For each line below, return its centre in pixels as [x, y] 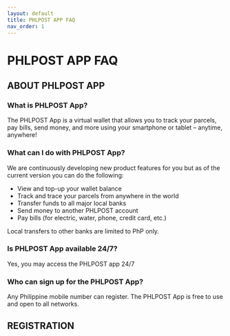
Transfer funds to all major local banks [72, 203]
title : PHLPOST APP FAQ [41, 20]
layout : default [30, 13]
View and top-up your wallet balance [69, 188]
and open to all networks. [43, 304]
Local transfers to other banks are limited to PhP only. [83, 231]
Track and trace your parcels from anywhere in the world [98, 196]
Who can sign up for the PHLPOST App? [75, 282]
